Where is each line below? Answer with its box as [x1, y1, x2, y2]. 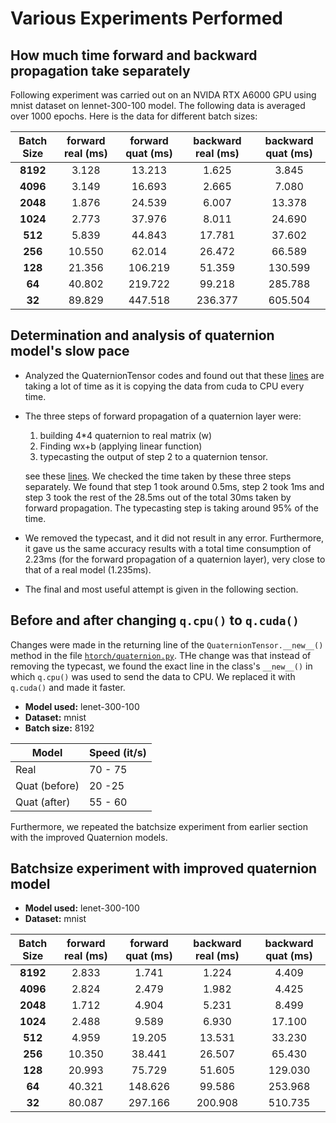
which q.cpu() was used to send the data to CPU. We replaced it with [10, 670, 296, 682]
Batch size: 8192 [24, 722, 95, 734]
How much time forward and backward [10, 47, 258, 64]
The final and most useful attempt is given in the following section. [24, 583, 299, 595]
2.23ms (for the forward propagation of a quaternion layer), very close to [24, 553, 326, 565]
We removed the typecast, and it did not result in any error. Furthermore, [24, 532, 325, 544]
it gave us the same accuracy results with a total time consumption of [24, 542, 312, 554]
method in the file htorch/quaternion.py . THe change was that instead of [10, 649, 312, 661]
